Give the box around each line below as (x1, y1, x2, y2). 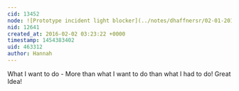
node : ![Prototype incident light (7, 17, 110, 24)
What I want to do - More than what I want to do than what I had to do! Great (7, 69, 231, 78)
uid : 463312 (7, 43, 43, 50)
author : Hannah (7, 50, 53, 58)
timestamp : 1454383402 (7, 37, 75, 44)
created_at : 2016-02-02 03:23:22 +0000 (7, 30, 126, 38)
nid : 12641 (7, 23, 40, 31)
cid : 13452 (7, 10, 40, 18)
